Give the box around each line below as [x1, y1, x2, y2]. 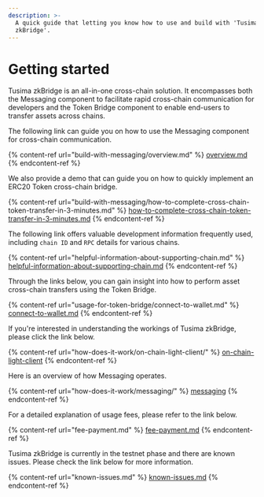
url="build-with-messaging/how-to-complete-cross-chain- [58, 198, 250, 207]
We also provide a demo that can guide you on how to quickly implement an [8, 174, 254, 184]
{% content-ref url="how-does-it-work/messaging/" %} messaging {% [8, 387, 238, 396]
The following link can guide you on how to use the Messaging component [8, 127, 250, 136]
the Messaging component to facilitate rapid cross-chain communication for [8, 95, 255, 104]
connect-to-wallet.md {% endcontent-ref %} [8, 309, 153, 318]
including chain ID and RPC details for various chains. [8, 238, 180, 247]
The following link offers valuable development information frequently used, [8, 229, 254, 239]
